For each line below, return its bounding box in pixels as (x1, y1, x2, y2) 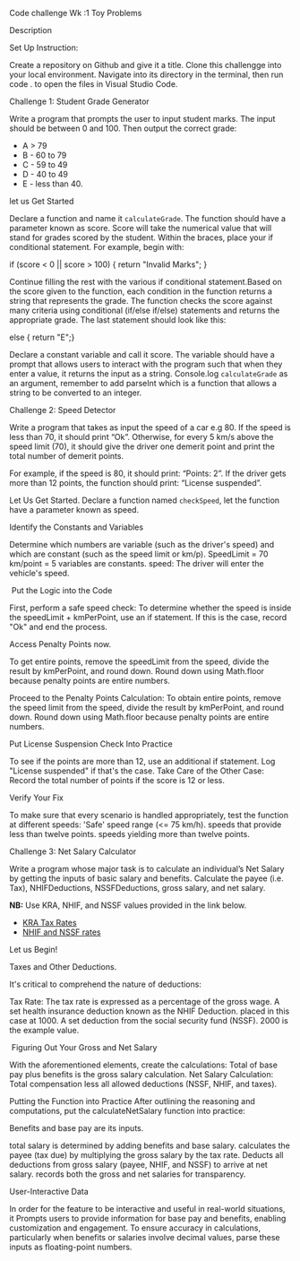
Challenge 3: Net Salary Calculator (9, 846, 137, 857)
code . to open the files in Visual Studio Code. (9, 79, 178, 89)
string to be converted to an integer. (9, 387, 142, 398)
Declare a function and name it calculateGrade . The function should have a (9, 213, 287, 223)
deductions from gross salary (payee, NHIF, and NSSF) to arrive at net (9, 1160, 269, 1170)
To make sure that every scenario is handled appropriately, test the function (9, 810, 289, 820)
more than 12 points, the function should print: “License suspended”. (9, 478, 262, 488)
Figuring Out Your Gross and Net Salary (11, 1042, 158, 1052)
